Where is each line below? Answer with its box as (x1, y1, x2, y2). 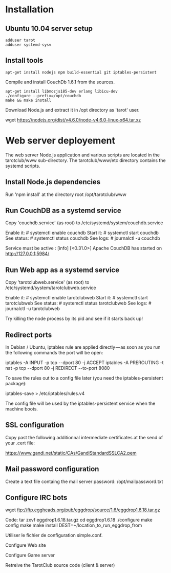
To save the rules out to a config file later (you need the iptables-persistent (5, 375, 163, 381)
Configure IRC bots (5, 493, 68, 502)
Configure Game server (5, 552, 55, 559)
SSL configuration (5, 421, 65, 429)
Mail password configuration (5, 464, 99, 474)
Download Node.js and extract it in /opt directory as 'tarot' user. (5, 106, 140, 113)
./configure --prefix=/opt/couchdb (5, 93, 81, 98)
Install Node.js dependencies (5, 177, 101, 186)
